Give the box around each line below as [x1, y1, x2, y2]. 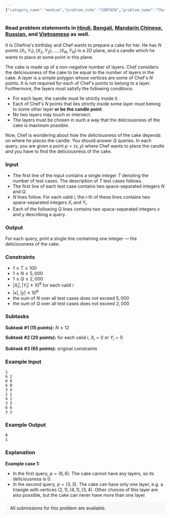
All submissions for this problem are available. [10, 505, 106, 511]
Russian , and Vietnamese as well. [5, 30, 90, 38]
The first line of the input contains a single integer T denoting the [12, 172, 149, 179]
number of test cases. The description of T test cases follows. [12, 178, 143, 184]
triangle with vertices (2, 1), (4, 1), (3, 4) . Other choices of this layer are [12, 487, 158, 493]
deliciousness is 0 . [12, 475, 52, 482]
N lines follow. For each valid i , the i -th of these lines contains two [12, 194, 151, 200]
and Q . [12, 189, 27, 195]
